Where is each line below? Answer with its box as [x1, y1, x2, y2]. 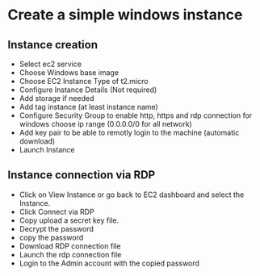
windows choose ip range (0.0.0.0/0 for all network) [19, 119, 193, 128]
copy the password [19, 232, 84, 242]
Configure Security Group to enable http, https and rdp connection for [19, 111, 253, 120]
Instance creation [7, 38, 99, 52]
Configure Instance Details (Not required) [19, 85, 157, 94]
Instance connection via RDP [7, 168, 156, 182]
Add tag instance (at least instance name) [19, 102, 158, 111]
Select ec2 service [19, 59, 82, 69]
